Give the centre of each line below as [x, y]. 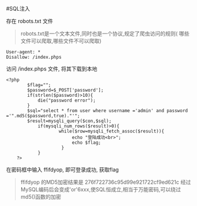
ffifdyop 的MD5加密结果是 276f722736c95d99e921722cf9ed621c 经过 [106, 182]
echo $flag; [86, 143]
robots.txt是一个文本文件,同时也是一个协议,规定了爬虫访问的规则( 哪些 [105, 33]
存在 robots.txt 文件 [30, 21]
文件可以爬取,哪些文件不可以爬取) [61, 41]
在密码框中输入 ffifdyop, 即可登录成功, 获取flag [63, 170]
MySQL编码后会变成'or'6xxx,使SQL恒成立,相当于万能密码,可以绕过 [101, 189]
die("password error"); [66, 100]
